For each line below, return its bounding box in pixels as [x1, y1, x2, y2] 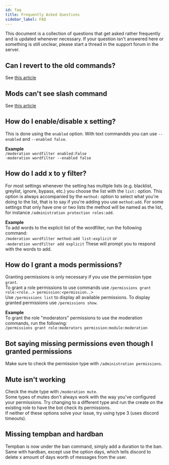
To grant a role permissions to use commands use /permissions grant [5, 284, 151, 290]
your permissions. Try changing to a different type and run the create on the [5, 399, 163, 405]
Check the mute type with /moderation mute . [5, 389, 97, 395]
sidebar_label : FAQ [5, 17, 46, 22]
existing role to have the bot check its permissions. [5, 404, 111, 411]
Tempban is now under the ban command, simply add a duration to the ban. [5, 443, 163, 449]
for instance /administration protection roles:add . [5, 209, 115, 215]
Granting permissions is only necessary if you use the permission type [5, 274, 152, 280]
